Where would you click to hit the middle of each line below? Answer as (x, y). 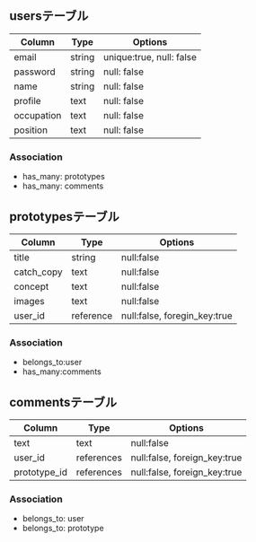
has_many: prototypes (63, 177)
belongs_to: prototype (63, 529)
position (31, 130)
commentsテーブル (63, 402)
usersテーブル (49, 16)
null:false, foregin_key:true (177, 315)
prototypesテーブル (64, 217)
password (35, 72)
